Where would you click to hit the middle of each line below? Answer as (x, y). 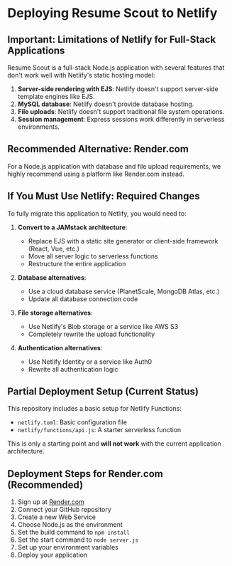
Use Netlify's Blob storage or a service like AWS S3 (103, 326)
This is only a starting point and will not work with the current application (114, 444)
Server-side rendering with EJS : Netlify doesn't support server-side (118, 89)
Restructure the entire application (77, 263)
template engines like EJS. (56, 96)
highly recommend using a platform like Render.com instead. (96, 174)
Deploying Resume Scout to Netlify (112, 13)
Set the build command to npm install (73, 533)
